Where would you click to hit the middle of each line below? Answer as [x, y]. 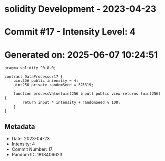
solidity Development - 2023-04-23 [81, 9]
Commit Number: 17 [32, 149]
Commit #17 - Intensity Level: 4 [70, 32]
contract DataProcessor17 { [34, 77]
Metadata [20, 126]
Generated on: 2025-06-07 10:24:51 [81, 54]
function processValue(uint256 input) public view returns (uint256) [87, 94]
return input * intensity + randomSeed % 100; [72, 103]
